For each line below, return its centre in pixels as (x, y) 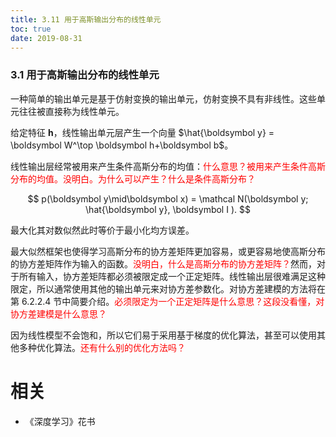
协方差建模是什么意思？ (58, 313)
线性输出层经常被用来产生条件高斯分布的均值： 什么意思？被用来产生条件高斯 (168, 166)
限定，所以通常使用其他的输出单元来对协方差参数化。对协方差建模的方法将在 (168, 288)
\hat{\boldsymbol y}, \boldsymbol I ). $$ (168, 209)
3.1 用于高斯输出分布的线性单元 (85, 75)
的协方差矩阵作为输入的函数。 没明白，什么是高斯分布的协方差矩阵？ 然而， (163, 263)
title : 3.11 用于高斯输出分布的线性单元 (86, 19)
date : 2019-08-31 (46, 38)
